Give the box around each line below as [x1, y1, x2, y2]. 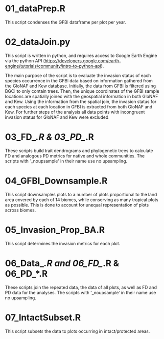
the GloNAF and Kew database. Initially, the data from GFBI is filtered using [5, 83, 156, 89]
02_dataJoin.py [5, 36, 70, 48]
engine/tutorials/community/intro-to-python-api [5, 63, 101, 69]
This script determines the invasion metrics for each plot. [5, 240, 120, 246]
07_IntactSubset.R [5, 312, 81, 323]
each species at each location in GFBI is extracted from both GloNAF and [5, 104, 153, 109]
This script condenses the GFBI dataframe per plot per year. [5, 19, 126, 25]
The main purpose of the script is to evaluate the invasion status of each [5, 72, 151, 78]
